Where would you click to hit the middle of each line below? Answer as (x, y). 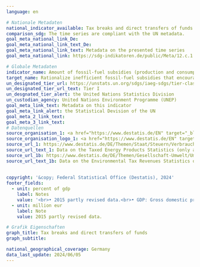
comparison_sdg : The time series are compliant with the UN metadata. (96, 33)
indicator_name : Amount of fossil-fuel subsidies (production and (90, 72)
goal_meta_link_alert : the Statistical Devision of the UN (81, 111)
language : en (22, 12)
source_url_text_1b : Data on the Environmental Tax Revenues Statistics (98, 161)
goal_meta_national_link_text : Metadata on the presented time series (96, 50)
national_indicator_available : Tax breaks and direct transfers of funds (100, 28)
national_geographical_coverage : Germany (58, 249)
